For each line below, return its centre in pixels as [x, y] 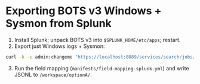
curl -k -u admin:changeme [39, 57]
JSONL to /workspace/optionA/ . [53, 75]
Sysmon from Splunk [59, 23]
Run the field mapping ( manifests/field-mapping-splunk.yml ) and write [101, 68]
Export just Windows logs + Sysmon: [59, 46]
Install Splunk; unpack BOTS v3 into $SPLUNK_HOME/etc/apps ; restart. [97, 40]
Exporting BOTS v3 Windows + [84, 11]
